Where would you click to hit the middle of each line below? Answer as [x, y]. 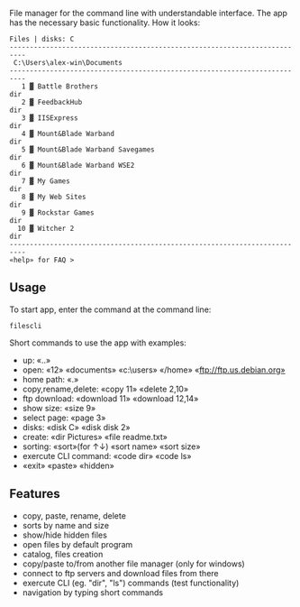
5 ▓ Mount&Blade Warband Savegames [88, 150]
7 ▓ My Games [45, 181]
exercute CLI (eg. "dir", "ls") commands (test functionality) [131, 583]
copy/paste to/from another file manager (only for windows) [133, 564]
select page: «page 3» [64, 418]
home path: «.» [50, 379]
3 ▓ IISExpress [50, 118]
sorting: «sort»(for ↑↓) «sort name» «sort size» [111, 446]
